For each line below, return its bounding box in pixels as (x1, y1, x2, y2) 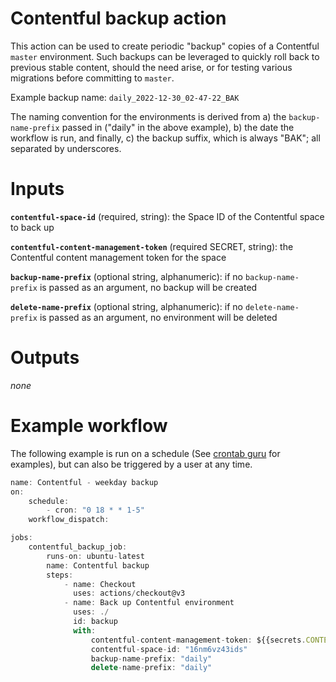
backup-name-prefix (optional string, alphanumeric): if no (10, 270, 243, 282)
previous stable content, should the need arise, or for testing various (10, 61, 293, 73)
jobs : (10, 533, 33, 543)
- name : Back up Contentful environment (63, 598, 235, 608)
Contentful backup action (10, 7, 227, 30)
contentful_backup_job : (28, 542, 128, 552)
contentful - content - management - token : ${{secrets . (90, 635, 307, 645)
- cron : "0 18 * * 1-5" (46, 505, 145, 516)
